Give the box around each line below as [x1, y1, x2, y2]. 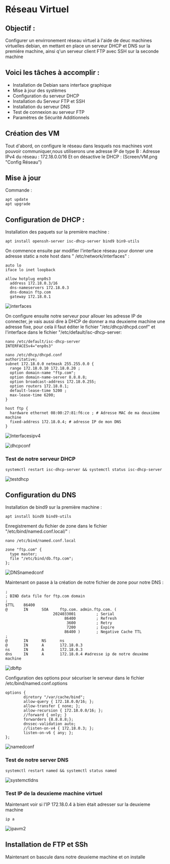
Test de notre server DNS [5, 756, 69, 764]
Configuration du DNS [5, 490, 77, 499]
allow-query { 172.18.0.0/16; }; [23, 699, 94, 704]
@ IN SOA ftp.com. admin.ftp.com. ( [5, 607, 117, 612]
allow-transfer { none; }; [23, 703, 81, 709]
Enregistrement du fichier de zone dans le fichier [5, 523, 108, 529]
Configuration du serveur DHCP [12, 93, 80, 99]
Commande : [5, 187, 32, 193]
